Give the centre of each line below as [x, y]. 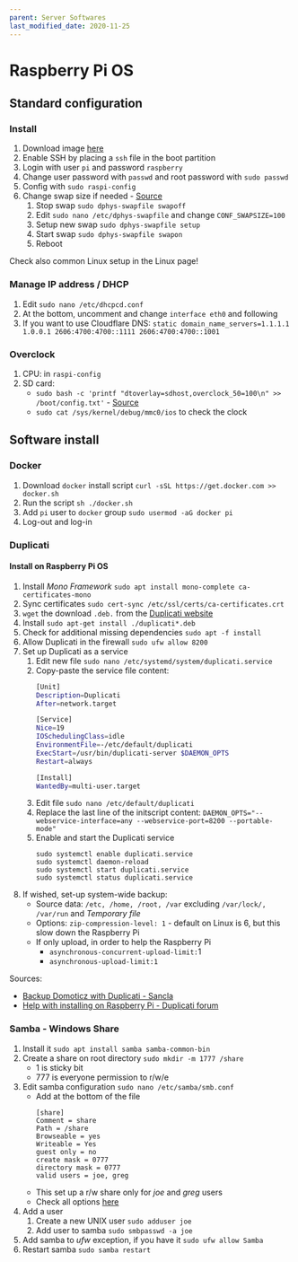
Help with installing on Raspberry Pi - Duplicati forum [120, 1005]
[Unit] [48, 687]
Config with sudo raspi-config [79, 187]
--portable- [251, 821]
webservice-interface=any [84, 821]
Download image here [63, 148]
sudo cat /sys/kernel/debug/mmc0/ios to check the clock [141, 412]
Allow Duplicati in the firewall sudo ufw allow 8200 [115, 642]
